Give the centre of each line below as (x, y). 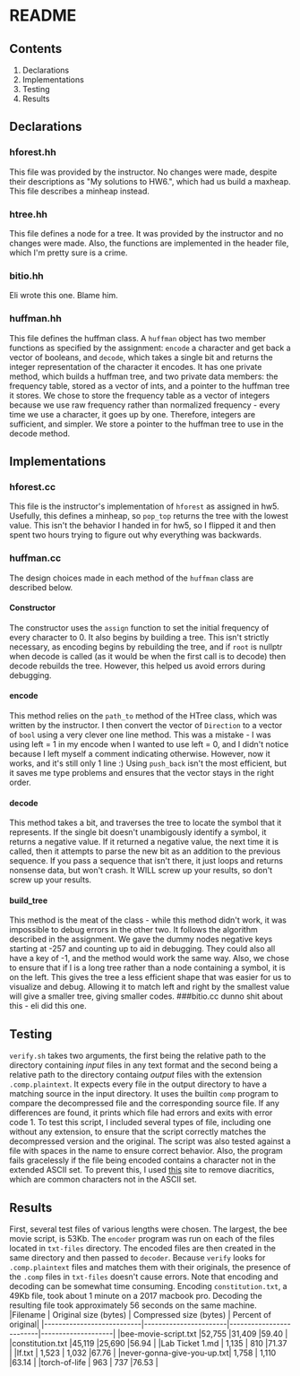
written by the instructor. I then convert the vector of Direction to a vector (146, 725)
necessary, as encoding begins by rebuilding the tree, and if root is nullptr (146, 647)
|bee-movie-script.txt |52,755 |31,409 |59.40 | (203, 1334)
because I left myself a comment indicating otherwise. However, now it (140, 753)
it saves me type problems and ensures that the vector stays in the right (142, 772)
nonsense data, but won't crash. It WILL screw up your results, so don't (141, 871)
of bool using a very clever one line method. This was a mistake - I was (140, 735)
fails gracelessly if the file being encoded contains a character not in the (142, 1160)
